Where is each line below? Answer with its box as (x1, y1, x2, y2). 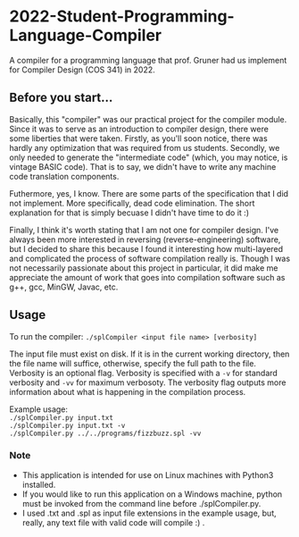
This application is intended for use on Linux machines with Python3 (21, 469, 274, 480)
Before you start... (9, 90, 113, 105)
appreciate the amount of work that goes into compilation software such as (9, 272, 286, 282)
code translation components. (9, 171, 120, 181)
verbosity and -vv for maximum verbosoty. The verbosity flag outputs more (9, 377, 287, 388)
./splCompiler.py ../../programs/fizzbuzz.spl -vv (9, 429, 202, 438)
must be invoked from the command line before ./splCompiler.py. (21, 498, 262, 508)
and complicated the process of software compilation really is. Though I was (9, 253, 291, 264)
